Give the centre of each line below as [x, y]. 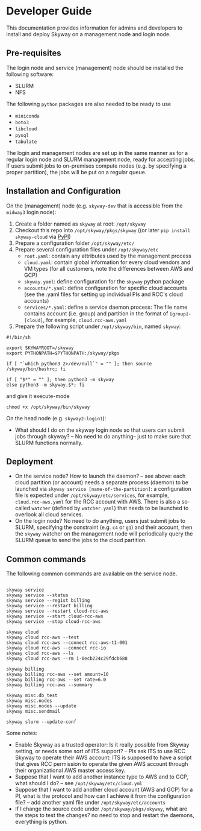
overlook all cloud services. [49, 514]
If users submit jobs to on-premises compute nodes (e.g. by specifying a [96, 166]
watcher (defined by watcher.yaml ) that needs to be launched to [110, 508]
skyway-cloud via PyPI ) [43, 236]
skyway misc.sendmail [33, 712]
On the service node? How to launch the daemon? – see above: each [100, 476]
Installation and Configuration [63, 191]
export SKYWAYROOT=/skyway [40, 348]
